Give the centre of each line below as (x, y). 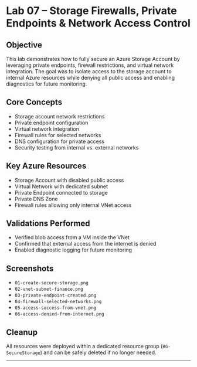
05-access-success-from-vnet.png (55, 308)
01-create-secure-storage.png (52, 283)
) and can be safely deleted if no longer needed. (98, 352)
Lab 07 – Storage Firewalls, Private (91, 11)
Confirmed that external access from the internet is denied (85, 244)
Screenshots (30, 268)
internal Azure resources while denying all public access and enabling (90, 78)
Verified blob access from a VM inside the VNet (72, 237)
